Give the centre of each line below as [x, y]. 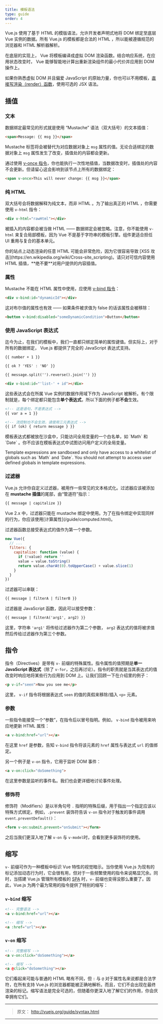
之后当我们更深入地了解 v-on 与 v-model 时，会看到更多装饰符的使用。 [74, 837]
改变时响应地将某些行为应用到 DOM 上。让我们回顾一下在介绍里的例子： [77, 675]
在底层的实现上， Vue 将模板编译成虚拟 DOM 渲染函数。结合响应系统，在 [78, 56]
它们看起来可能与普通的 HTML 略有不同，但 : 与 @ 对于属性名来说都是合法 [78, 979]
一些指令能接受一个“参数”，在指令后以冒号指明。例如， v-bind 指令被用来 [78, 720]
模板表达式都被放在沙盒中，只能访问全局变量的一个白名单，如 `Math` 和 [76, 437]
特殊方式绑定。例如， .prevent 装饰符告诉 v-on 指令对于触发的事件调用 [75, 812]
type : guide [17, 14]
